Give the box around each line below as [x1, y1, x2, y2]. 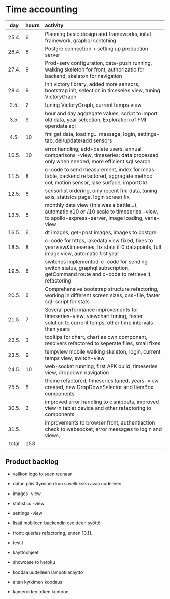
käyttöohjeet [12, 549, 39, 555]
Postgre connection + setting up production [45, 45, 148, 52]
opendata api [45, 122, 76, 129]
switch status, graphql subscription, [45, 264, 130, 271]
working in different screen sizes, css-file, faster [45, 292, 160, 299]
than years [45, 325, 70, 332]
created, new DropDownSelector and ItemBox [45, 383, 153, 391]
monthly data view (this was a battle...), [45, 201, 138, 208]
